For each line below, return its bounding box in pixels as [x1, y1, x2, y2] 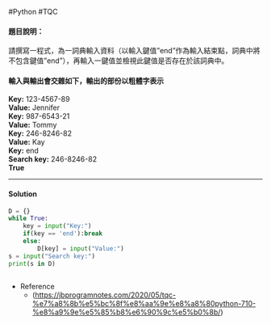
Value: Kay [8, 137, 46, 147]
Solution [8, 189, 38, 199]
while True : [8, 214, 48, 223]
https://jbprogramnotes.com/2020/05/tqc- [35, 290, 176, 300]
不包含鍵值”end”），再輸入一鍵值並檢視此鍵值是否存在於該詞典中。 [8, 56, 229, 65]
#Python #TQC [8, 7, 58, 16]
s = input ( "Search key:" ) [8, 252, 95, 260]
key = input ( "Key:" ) [23, 222, 92, 230]
